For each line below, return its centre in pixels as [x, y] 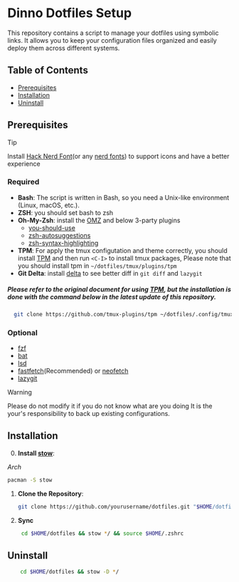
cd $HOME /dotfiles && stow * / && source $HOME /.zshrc [102, 533]
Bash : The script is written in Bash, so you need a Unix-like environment [123, 197]
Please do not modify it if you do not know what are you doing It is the [110, 406]
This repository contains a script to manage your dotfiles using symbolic [113, 33]
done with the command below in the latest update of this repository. [112, 297]
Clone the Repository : [51, 494]
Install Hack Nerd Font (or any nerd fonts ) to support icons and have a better [118, 156]
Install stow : [36, 453]
